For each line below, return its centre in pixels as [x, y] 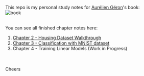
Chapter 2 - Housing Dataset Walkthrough [57, 38]
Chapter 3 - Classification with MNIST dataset [61, 43]
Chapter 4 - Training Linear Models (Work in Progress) [70, 48]
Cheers [13, 69]
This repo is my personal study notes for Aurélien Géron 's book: [73, 7]
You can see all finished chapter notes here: [52, 28]
